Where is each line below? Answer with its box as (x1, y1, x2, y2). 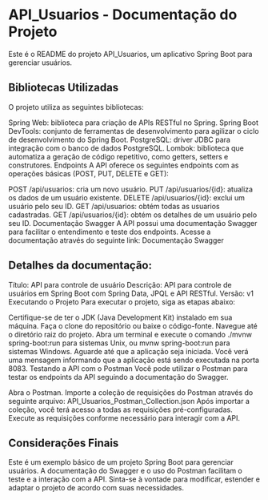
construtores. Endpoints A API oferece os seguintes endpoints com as (8, 160, 239, 170)
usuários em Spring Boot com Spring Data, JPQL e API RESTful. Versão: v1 (8, 288, 254, 298)
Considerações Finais (8, 436, 119, 450)
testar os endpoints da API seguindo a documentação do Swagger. (8, 372, 230, 381)
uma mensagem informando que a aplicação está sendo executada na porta (8, 355, 260, 365)
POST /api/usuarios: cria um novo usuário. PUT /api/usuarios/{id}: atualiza (8, 184, 254, 194)
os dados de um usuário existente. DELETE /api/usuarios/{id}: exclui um (8, 192, 246, 202)
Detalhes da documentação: (8, 259, 152, 272)
